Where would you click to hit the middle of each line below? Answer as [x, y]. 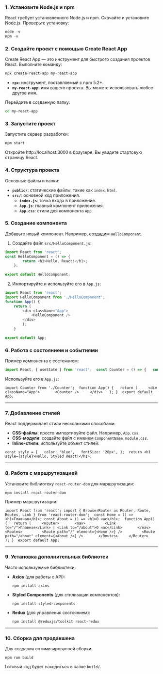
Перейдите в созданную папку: [38, 102]
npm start [15, 143]
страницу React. [22, 158]
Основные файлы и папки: [32, 180]
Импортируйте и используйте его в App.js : [56, 284]
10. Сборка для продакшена [40, 638]
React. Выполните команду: [33, 64]
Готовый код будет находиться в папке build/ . [53, 667]
